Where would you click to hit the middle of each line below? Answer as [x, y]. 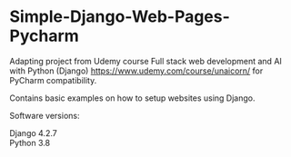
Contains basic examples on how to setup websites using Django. [133, 98]
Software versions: [45, 115]
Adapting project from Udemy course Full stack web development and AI [145, 61]
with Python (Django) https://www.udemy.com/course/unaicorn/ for [136, 71]
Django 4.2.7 [33, 132]
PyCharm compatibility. [53, 80]
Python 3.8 [30, 142]
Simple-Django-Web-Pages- [120, 17]
